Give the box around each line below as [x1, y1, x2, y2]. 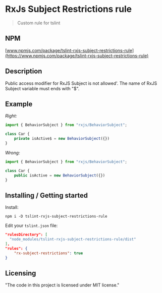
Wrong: [5, 150, 20, 156]
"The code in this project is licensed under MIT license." [5, 282, 120, 288]
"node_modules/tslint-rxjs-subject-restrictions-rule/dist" [9, 237, 136, 242]
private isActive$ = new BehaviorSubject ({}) [14, 136, 110, 141]
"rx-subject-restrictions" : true [14, 250, 83, 256]
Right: [5, 113, 17, 119]
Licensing [5, 269, 36, 277]
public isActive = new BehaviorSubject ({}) [14, 173, 106, 178]
